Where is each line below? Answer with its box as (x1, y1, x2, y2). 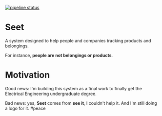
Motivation (5, 70, 50, 80)
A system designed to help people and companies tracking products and (5, 38, 151, 43)
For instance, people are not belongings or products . (5, 52, 113, 58)
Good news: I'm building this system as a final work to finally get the (5, 85, 142, 91)
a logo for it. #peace (5, 105, 46, 111)
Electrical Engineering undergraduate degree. (5, 91, 97, 97)
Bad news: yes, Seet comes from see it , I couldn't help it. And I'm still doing (5, 100, 157, 106)
